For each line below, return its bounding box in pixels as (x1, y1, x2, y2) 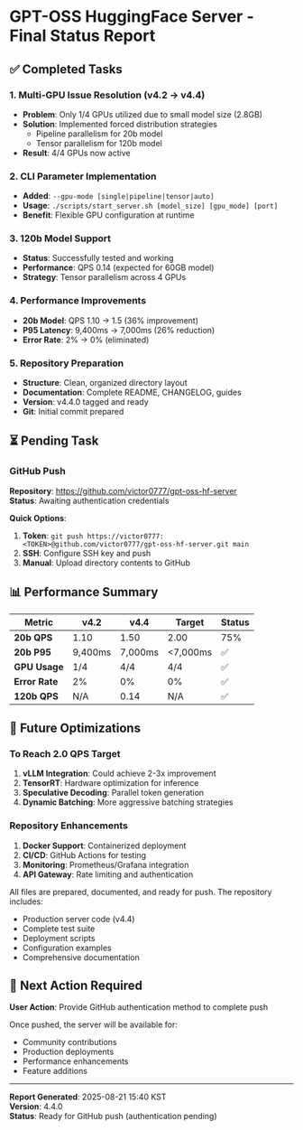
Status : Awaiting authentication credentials (9, 495, 170, 506)
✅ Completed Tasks (9, 61, 124, 77)
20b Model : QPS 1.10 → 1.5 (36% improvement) (22, 314, 199, 326)
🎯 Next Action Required (9, 977, 142, 993)
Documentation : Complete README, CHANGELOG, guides (22, 387, 242, 398)
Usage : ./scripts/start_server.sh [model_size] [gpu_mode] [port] (22, 201, 279, 211)
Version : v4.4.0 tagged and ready (22, 397, 149, 407)
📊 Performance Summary (9, 584, 159, 600)
